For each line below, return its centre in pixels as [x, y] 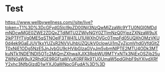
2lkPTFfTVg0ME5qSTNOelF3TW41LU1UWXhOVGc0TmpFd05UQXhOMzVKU [82, 38]
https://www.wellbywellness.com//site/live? [49, 22]
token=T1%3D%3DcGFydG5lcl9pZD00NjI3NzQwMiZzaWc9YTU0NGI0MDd [81, 27]
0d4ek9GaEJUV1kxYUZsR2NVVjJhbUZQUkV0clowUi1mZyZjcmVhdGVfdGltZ [82, 43]
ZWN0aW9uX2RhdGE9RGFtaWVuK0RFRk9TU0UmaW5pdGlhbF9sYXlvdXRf [82, 59]
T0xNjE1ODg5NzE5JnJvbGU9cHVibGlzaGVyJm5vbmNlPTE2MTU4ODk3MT [82, 48]
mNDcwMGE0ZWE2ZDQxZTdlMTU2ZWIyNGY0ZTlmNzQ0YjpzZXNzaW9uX [81, 33]
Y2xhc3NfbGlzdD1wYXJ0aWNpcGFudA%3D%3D [55, 64]
